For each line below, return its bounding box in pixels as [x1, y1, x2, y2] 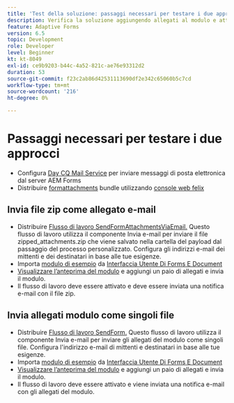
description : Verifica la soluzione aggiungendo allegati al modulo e [7, 17, 217, 24]
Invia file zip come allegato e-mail [7, 204, 157, 216]
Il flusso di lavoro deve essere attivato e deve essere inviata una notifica [17, 281, 224, 290]
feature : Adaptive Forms [7, 23, 79, 30]
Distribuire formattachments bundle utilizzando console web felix [17, 183, 204, 192]
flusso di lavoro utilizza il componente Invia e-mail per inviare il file [17, 230, 208, 238]
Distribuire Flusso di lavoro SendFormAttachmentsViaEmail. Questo [17, 222, 210, 230]
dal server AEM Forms [17, 176, 81, 184]
